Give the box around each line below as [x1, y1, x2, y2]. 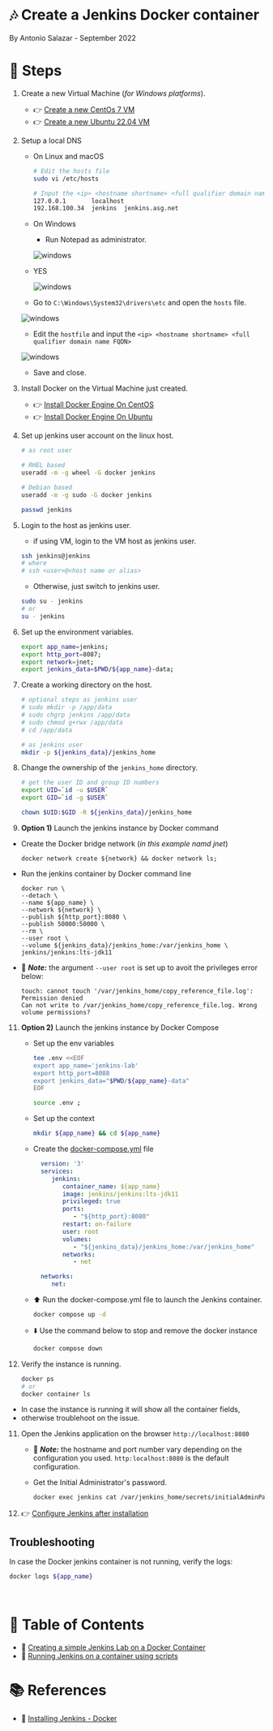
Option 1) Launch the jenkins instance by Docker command [20, 823, 220, 833]
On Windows [32, 219, 76, 229]
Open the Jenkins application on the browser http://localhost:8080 [20, 1429, 250, 1439]
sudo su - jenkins [20, 597, 83, 606]
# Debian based [20, 483, 73, 491]
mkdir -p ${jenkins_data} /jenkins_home [20, 748, 156, 756]
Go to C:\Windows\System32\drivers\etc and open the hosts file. [32, 298, 246, 308]
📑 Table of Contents [9, 1616, 145, 1634]
